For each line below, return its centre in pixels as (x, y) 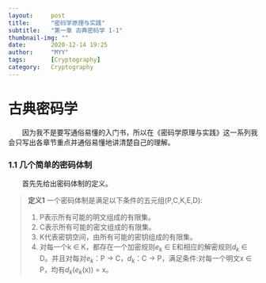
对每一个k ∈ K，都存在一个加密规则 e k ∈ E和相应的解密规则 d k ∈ (143, 248)
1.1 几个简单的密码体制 (50, 165)
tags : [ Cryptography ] (55, 60)
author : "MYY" (38, 52)
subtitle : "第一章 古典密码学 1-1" (66, 30)
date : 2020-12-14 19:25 (58, 45)
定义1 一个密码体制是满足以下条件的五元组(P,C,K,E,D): (115, 200)
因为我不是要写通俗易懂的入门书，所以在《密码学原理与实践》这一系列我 (140, 132)
